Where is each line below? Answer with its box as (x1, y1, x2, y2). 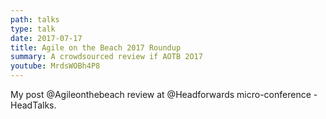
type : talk (10, 24, 56, 34)
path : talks (10, 14, 60, 25)
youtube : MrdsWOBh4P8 (10, 61, 101, 71)
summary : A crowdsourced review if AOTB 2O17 (10, 52, 203, 62)
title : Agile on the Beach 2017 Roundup (10, 42, 182, 53)
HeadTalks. (10, 99, 57, 111)
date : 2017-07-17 (10, 33, 83, 43)
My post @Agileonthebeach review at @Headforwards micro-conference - (10, 89, 318, 100)
